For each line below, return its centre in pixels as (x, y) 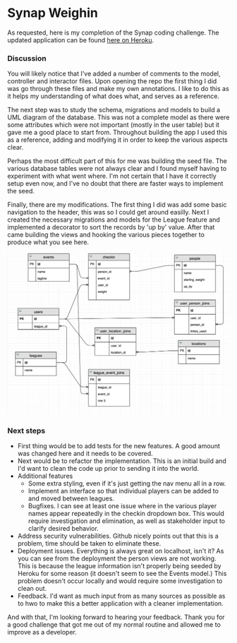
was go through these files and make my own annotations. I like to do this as (118, 89)
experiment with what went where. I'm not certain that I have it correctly (112, 176)
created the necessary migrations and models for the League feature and (114, 220)
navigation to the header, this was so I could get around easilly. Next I (108, 212)
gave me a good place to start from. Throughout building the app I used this (117, 133)
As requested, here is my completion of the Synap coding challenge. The (113, 32)
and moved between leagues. (71, 498)
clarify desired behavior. (63, 529)
